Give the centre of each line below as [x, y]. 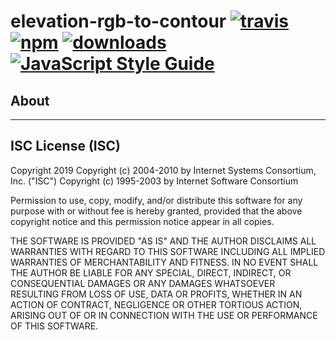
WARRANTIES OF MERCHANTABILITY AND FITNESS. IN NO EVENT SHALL [164, 262]
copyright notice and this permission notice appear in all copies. [142, 221]
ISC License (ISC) [65, 146]
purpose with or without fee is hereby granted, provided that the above [156, 211]
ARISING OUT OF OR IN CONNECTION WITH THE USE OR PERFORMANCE [164, 315]
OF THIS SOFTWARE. [54, 326]
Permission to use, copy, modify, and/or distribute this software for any [156, 200]
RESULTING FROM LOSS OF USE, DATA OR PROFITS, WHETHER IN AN [156, 294]
